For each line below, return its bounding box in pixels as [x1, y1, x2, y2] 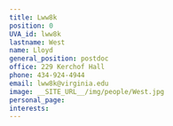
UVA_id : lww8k [9, 29, 62, 38]
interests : [9, 104, 50, 113]
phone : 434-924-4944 [9, 71, 86, 80]
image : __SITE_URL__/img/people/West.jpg [9, 87, 165, 96]
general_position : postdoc [9, 54, 109, 63]
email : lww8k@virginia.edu [9, 79, 109, 88]
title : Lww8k [9, 12, 58, 22]
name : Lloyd [9, 46, 53, 55]
